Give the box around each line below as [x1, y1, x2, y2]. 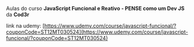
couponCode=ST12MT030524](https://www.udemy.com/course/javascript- [6, 28, 188, 35]
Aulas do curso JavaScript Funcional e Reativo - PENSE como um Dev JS [6, 5, 185, 12]
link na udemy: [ [6, 23, 45, 29]
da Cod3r [6, 11, 29, 18]
